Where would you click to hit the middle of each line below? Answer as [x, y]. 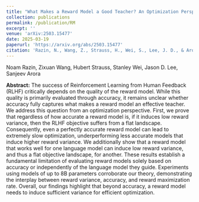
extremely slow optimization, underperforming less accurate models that [95, 135]
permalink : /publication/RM [41, 23]
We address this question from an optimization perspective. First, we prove [98, 110]
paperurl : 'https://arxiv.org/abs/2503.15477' [65, 45]
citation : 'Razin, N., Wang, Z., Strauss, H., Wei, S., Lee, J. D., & [95, 50]
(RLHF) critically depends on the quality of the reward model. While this [93, 91]
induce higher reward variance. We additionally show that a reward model [96, 142]
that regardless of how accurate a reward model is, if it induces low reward [97, 116]
